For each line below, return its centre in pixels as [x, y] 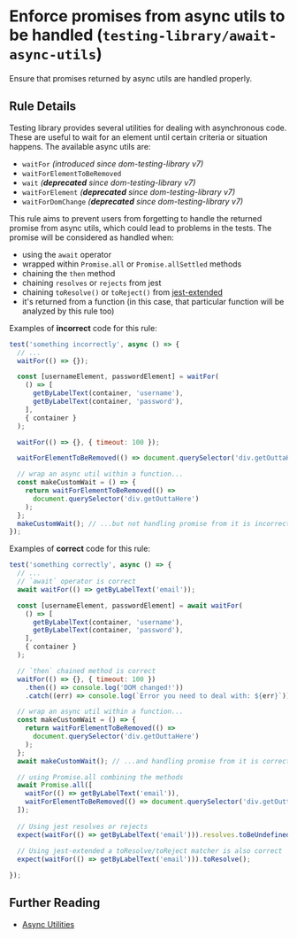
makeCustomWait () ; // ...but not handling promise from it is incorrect [154, 523]
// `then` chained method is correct [87, 671]
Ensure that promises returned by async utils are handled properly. [131, 78]
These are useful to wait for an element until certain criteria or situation [138, 137]
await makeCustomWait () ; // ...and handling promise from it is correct [154, 761]
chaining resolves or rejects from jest [91, 283]
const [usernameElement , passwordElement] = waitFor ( [118, 377]
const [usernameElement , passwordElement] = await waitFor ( [130, 605]
